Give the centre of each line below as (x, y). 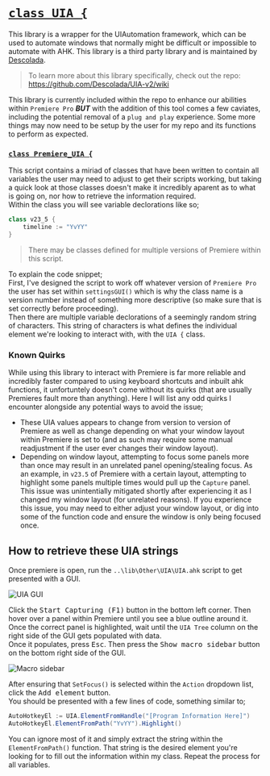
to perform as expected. (48, 134)
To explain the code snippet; (56, 274)
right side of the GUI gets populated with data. (85, 636)
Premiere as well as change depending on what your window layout (132, 431)
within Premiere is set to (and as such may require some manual (126, 440)
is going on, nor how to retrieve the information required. (102, 196)
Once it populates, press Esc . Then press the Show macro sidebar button (134, 644)
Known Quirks (37, 355)
